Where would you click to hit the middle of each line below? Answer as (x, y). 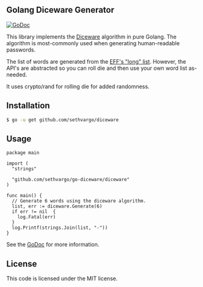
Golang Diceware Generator (61, 10)
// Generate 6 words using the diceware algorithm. (79, 201)
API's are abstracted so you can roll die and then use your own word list (97, 68)
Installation (28, 106)
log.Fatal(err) (37, 217)
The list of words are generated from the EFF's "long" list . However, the (96, 61)
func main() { (24, 196)
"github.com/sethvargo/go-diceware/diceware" (71, 180)
